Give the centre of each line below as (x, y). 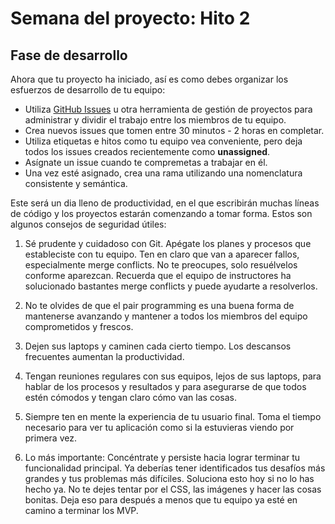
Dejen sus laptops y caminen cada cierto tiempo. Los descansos (158, 346)
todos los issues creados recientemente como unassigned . (147, 151)
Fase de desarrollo (69, 55)
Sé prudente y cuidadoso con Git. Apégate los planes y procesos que (168, 243)
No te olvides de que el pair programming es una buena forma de (159, 305)
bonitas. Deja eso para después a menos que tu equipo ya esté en (161, 500)
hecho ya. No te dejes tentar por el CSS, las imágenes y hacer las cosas (173, 489)
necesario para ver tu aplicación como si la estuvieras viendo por (159, 427)
